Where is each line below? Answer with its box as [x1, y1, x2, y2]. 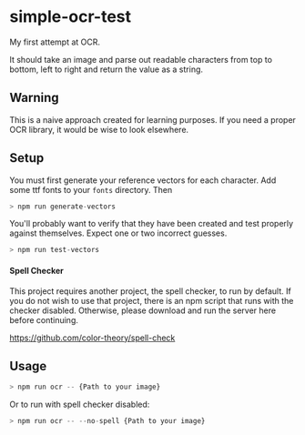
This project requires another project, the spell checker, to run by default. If [9, 285, 291, 297]
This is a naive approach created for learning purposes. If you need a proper [9, 114, 296, 125]
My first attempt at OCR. [9, 36, 101, 47]
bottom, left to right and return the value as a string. [9, 64, 203, 75]
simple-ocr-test [9, 6, 132, 27]
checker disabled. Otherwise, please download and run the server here [9, 305, 276, 316]
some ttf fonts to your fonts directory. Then [9, 184, 173, 195]
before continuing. [9, 314, 79, 325]
